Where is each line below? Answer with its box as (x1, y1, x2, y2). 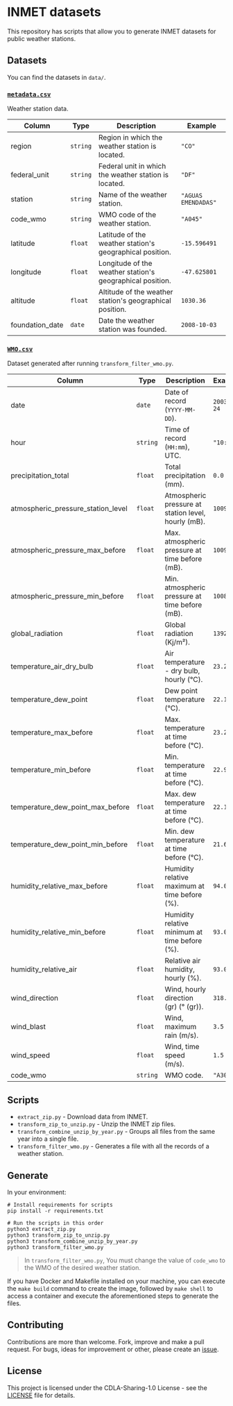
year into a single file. (17, 1135, 79, 1143)
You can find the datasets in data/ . (7, 73, 106, 81)
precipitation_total (10, 471, 69, 480)
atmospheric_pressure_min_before (10, 592, 124, 601)
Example (187, 121, 216, 131)
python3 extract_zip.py (7, 1225, 76, 1232)
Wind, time (164, 1042, 200, 1052)
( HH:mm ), (164, 442, 190, 452)
